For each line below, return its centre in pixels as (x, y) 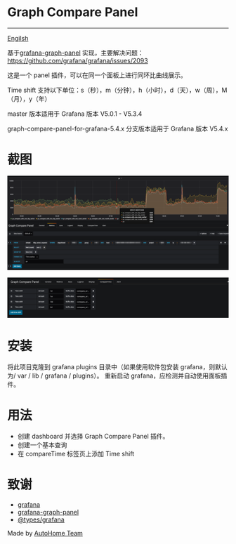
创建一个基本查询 (42, 445)
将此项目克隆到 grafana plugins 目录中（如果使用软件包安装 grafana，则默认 (117, 366)
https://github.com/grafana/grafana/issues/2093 (78, 60)
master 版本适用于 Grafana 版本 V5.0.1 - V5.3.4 (75, 114)
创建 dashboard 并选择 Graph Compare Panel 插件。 (93, 436)
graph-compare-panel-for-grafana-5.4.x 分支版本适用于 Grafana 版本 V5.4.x (118, 128)
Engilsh (18, 38)
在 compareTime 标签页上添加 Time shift (76, 453)
